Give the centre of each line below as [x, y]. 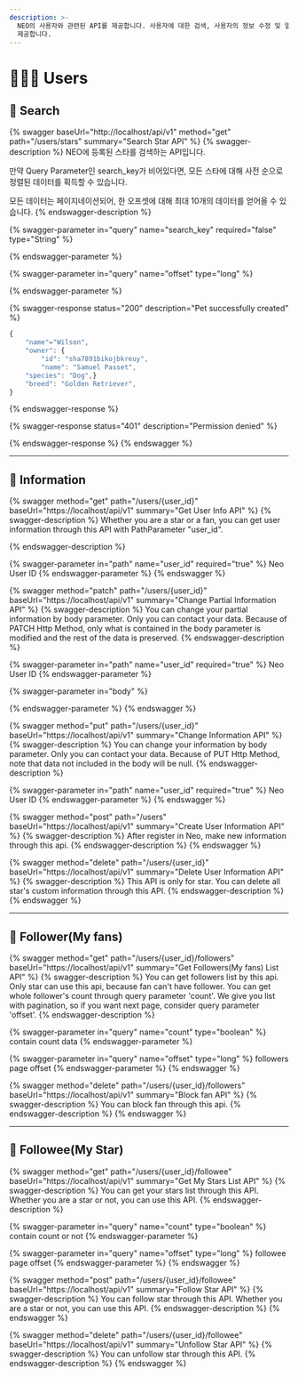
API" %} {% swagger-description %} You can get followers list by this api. [144, 977]
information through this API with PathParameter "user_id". [116, 529]
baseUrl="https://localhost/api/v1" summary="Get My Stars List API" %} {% [148, 1180]
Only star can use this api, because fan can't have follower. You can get [140, 986]
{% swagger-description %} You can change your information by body [138, 745]
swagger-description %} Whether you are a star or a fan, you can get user [145, 520]
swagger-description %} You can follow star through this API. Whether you [146, 1299]
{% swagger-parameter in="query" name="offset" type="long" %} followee [148, 1253]
